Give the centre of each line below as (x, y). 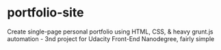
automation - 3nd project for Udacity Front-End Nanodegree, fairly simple (111, 38)
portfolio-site (45, 13)
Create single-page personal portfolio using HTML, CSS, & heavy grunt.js (110, 32)
